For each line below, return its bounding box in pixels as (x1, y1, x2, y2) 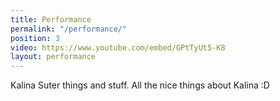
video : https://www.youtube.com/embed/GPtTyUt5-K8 (10, 42, 226, 53)
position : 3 (10, 33, 60, 43)
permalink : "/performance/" (10, 24, 128, 34)
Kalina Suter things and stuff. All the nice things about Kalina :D (10, 79, 270, 91)
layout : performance (10, 52, 97, 62)
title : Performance (10, 14, 92, 25)
